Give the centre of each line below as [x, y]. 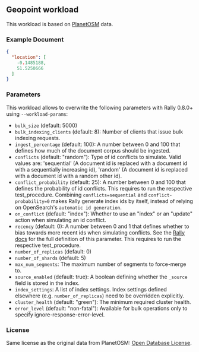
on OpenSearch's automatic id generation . [68, 207]
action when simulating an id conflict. [60, 220]
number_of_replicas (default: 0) [53, 251]
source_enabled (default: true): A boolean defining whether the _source [101, 277]
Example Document [35, 39]
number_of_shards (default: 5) [50, 258]
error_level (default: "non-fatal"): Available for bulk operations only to [101, 308]
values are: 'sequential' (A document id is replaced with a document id [101, 163]
